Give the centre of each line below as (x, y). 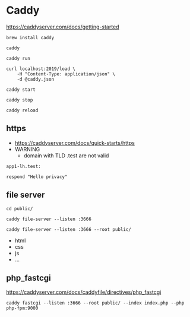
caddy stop (20, 100)
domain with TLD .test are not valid (66, 156)
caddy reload (22, 110)
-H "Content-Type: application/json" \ (66, 74)
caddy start (21, 90)
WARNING (27, 149)
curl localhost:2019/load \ (41, 69)
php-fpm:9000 (22, 308)
